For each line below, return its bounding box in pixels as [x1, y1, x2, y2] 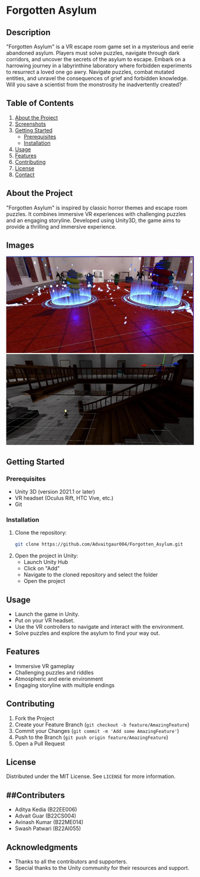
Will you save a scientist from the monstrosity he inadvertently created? [6, 81, 182, 88]
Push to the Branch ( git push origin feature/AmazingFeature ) [14, 734, 168, 741]
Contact [14, 171, 35, 178]
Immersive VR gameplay [14, 662, 74, 670]
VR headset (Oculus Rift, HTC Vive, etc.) [14, 495, 114, 502]
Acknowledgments [6, 842, 79, 852]
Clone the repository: [14, 529, 67, 536]
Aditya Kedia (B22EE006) [14, 806, 77, 813]
